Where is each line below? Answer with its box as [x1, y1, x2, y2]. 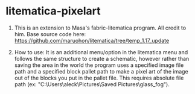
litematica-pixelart [5, 4, 101, 18]
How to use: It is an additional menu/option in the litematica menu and [14, 48, 188, 55]
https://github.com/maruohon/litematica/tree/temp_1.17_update [14, 37, 170, 44]
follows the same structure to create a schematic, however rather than [14, 55, 190, 62]
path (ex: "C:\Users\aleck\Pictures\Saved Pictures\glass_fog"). [14, 80, 170, 88]
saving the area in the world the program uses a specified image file [14, 61, 184, 69]
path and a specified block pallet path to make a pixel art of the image [14, 67, 188, 75]
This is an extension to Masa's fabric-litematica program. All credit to [14, 24, 187, 31]
